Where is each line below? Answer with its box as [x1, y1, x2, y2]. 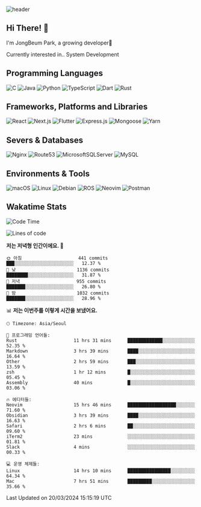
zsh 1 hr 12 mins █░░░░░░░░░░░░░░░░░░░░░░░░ [6, 369, 196, 375]
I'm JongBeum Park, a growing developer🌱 [6, 39, 113, 46]
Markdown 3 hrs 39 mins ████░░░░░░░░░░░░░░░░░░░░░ [6, 348, 196, 354]
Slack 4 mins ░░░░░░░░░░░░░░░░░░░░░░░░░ [6, 444, 196, 450]
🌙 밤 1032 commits [6, 290, 110, 296]
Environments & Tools [6, 169, 90, 179]
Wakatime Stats [6, 202, 67, 212]
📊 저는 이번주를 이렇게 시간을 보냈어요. [6, 306, 98, 314]
